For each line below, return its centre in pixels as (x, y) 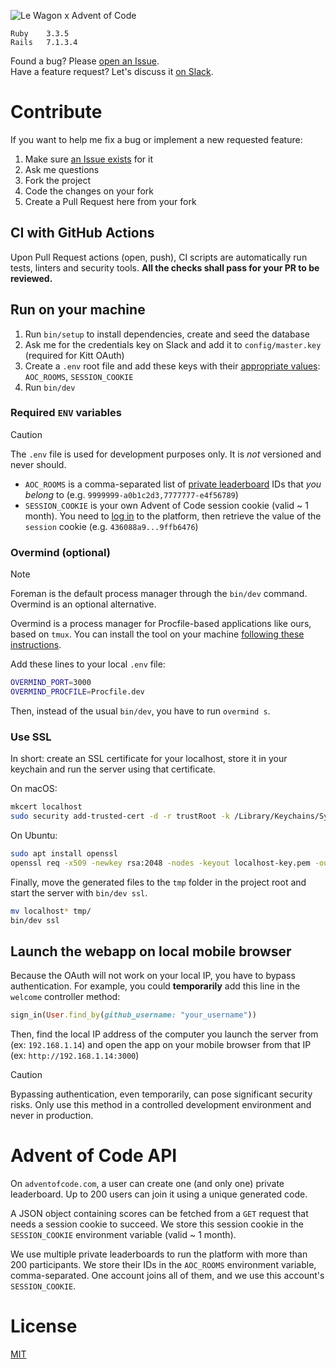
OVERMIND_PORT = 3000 (51, 683)
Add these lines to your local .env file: (88, 664)
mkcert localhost (46, 807)
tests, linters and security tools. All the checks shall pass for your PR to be (165, 267)
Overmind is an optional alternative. (83, 604)
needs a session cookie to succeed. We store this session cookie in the (157, 1224)
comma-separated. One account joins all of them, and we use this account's (167, 1276)
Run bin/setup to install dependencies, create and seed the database (167, 334)
